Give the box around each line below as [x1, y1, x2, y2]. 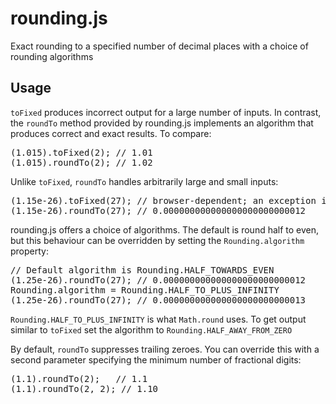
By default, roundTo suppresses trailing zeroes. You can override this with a [10, 343, 320, 355]
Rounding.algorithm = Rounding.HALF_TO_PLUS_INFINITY [10, 284, 280, 296]
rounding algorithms [10, 50, 94, 62]
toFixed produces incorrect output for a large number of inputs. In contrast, [10, 106, 322, 118]
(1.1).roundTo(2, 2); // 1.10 [10, 383, 159, 394]
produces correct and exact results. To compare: [10, 127, 212, 139]
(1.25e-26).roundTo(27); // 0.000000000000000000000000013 [10, 294, 307, 306]
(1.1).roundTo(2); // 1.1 [10, 373, 148, 384]
